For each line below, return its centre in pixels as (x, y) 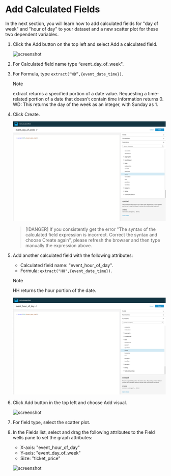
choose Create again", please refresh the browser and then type (93, 240)
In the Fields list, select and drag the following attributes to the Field (84, 432)
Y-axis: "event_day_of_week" (50, 453)
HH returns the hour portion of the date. (54, 290)
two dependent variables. (32, 34)
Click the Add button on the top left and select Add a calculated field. (85, 44)
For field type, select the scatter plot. (51, 422)
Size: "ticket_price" (40, 458)
